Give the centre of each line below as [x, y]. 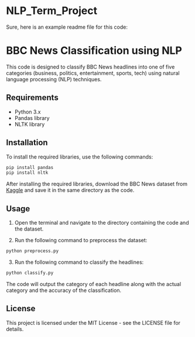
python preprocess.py [32, 251]
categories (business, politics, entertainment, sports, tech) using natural [93, 73]
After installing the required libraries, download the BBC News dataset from [97, 184]
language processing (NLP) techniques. [54, 79]
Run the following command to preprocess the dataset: [81, 240]
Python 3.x [28, 112]
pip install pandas [30, 167]
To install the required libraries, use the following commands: [80, 157]
